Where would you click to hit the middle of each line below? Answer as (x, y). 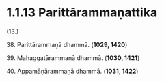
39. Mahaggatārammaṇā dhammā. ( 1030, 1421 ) (73, 58)
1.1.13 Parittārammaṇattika (82, 13)
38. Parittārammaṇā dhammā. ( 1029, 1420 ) (67, 44)
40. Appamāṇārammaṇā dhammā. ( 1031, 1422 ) (72, 71)
